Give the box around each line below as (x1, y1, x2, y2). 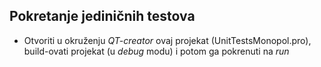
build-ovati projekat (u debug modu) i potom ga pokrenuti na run (23, 45, 290, 57)
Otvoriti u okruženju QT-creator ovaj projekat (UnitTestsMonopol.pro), (23, 34, 312, 46)
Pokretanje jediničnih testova (9, 8, 196, 25)
